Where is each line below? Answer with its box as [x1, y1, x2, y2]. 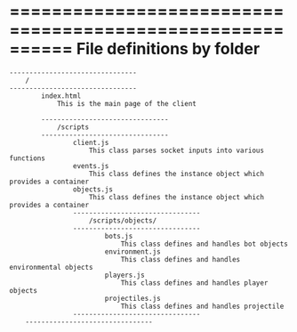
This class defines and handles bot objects [120, 239, 289, 248]
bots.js [104, 231, 133, 240]
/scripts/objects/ [88, 215, 157, 225]
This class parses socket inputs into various [88, 146, 265, 155]
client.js [72, 138, 109, 147]
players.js [104, 271, 145, 279]
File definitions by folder [76, 39, 261, 59]
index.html [41, 91, 82, 101]
